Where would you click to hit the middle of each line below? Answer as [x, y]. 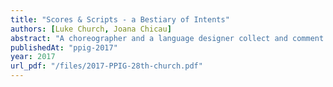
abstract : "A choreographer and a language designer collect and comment [167, 38]
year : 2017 [33, 57]
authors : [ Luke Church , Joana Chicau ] [91, 29]
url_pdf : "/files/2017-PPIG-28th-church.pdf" [106, 66]
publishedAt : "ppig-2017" [64, 47]
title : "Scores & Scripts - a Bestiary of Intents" [120, 19]
